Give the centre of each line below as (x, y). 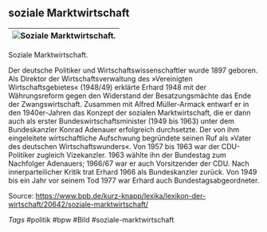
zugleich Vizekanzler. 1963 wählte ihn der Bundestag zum (132, 155)
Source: (21, 195)
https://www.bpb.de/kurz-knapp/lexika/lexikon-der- (121, 195)
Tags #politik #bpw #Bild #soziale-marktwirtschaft (91, 219)
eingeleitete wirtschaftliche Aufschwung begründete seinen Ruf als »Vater (130, 138)
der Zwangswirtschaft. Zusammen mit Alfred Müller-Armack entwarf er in (129, 104)
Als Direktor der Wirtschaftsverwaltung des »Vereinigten (100, 78)
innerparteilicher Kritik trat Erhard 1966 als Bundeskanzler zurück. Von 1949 (133, 171)
